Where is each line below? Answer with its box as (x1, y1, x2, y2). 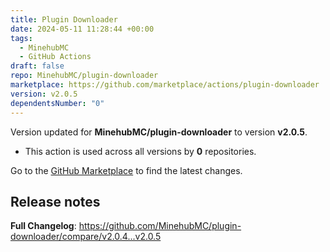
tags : (10, 33, 33, 43)
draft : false (10, 61, 65, 71)
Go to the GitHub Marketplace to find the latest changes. (10, 164, 243, 176)
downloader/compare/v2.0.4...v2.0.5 (10, 231, 162, 243)
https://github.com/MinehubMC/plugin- (78, 220, 242, 232)
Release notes (10, 193, 101, 210)
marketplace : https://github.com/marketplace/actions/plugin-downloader (10, 80, 320, 90)
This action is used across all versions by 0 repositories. (24, 145, 257, 157)
